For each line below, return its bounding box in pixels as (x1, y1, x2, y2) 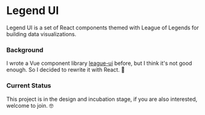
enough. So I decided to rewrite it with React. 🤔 (6, 66, 125, 73)
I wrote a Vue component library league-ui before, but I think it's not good (6, 59, 193, 67)
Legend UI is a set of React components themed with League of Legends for (6, 24, 199, 31)
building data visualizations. (6, 30, 76, 37)
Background (6, 45, 44, 54)
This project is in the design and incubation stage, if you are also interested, (6, 95, 198, 103)
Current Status (6, 81, 51, 90)
